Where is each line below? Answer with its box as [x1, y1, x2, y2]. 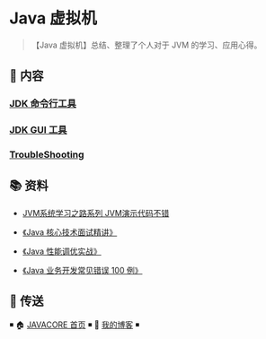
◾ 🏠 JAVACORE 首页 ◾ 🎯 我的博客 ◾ [9, 319, 140, 330]
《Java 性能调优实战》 [22, 246, 102, 256]
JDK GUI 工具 [9, 124, 67, 136]
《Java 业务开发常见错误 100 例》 [22, 265, 143, 275]
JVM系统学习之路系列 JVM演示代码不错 [22, 207, 170, 218]
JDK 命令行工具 [9, 98, 76, 110]
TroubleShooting [9, 149, 84, 161]
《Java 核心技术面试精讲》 [22, 226, 118, 238]
